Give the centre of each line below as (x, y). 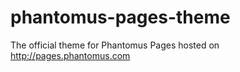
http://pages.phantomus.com (70, 55)
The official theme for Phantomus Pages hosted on (115, 45)
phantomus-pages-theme (120, 17)
